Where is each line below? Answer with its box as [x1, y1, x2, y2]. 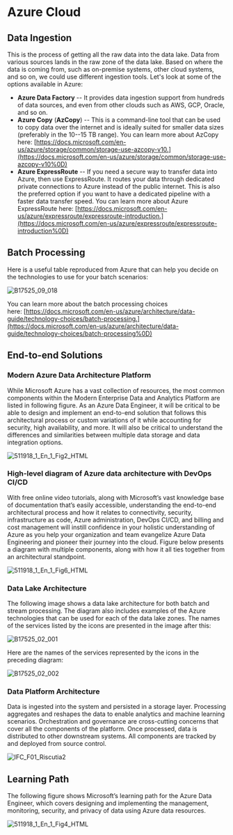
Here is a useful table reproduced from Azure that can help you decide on [7, 265, 219, 274]
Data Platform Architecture [7, 687, 100, 696]
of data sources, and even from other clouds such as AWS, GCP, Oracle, [17, 101, 225, 109]
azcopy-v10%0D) [17, 160, 67, 168]
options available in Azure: [7, 80, 83, 88]
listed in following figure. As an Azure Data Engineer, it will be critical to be [7, 401, 220, 409]
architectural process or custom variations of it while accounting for [7, 416, 202, 424]
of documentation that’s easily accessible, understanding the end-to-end [7, 501, 217, 509]
